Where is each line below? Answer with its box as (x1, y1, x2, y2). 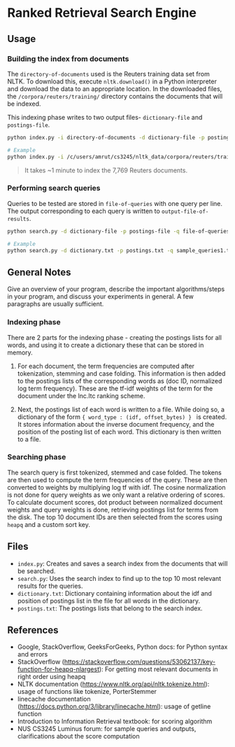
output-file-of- (162, 208, 209, 215)
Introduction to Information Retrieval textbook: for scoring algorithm (17, 717, 213, 726)
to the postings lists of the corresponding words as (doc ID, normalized (17, 376, 222, 385)
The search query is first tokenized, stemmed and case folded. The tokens (7, 468, 222, 477)
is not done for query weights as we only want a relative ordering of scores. (7, 491, 225, 499)
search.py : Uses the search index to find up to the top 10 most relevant (17, 574, 222, 582)
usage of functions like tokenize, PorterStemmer (17, 687, 157, 696)
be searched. (17, 566, 56, 575)
